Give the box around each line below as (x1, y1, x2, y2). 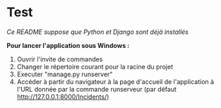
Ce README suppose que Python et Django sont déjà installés (6, 28, 189, 36)
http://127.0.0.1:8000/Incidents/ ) (16, 92, 109, 101)
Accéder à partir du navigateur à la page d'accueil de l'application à (16, 77, 215, 85)
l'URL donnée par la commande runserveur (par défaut (16, 85, 177, 93)
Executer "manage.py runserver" (16, 70, 113, 78)
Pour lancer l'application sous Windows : (6, 41, 130, 49)
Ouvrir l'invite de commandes (16, 54, 103, 64)
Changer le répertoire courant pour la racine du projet (16, 62, 174, 71)
